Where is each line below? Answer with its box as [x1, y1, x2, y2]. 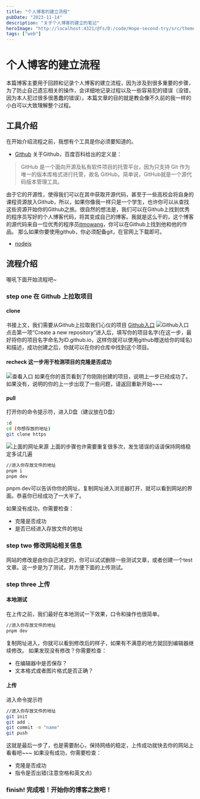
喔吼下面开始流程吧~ [6, 276, 57, 283]
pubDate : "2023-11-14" [6, 14, 62, 20]
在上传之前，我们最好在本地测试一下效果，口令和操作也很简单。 [6, 610, 162, 618]
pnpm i [6, 468, 23, 474]
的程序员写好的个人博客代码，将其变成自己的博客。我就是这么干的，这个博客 [6, 213, 194, 220]
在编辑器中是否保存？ [14, 659, 67, 667]
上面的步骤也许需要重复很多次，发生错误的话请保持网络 [49, 443, 186, 450]
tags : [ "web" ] [6, 31, 42, 37]
